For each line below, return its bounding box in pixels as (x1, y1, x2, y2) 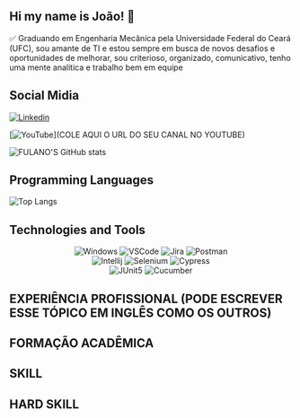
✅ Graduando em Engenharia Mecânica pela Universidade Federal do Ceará (9, 32, 291, 43)
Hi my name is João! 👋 (9, 9, 136, 24)
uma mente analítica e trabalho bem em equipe (9, 62, 184, 73)
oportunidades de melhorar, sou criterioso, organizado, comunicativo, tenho (9, 52, 292, 63)
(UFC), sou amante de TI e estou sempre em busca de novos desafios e (9, 42, 276, 54)
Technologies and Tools (9, 222, 146, 238)
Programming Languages (9, 172, 154, 188)
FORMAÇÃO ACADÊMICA (9, 335, 154, 351)
